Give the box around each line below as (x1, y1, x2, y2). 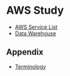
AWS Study (6, 4, 64, 17)
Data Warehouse (14, 29, 56, 37)
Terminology (14, 63, 46, 70)
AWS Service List (14, 23, 58, 31)
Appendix (6, 47, 44, 57)
